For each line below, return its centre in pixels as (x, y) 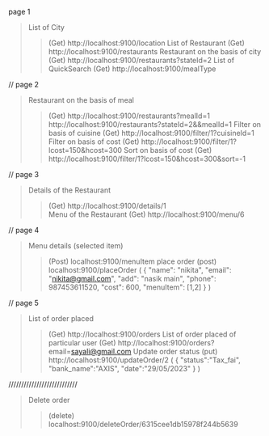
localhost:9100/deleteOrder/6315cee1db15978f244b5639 (143, 424)
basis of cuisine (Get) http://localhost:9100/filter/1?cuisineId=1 (151, 133)
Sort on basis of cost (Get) (168, 150)
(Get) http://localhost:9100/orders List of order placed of (142, 334)
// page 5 (23, 303)
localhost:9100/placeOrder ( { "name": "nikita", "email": (140, 270)
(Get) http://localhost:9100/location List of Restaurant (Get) (146, 43)
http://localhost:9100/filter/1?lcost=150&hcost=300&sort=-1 (147, 159)
